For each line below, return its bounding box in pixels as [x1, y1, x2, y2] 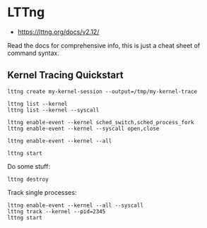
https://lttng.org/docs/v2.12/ [17, 28, 100, 36]
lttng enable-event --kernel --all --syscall [7, 202, 143, 209]
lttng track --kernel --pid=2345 [7, 208, 106, 215]
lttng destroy [7, 176, 49, 183]
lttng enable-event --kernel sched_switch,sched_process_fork [7, 119, 194, 126]
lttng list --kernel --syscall [7, 107, 100, 114]
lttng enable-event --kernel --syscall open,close [7, 125, 160, 132]
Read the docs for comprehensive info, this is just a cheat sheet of [7, 41, 201, 49]
